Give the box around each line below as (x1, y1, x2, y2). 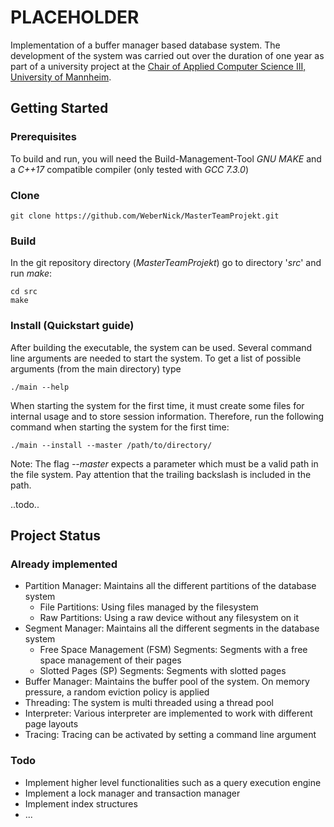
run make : (10, 267, 53, 280)
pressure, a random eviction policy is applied (24, 686, 210, 698)
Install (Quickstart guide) (10, 319, 135, 333)
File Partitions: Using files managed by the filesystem (39, 601, 259, 613)
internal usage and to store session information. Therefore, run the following (10, 410, 325, 422)
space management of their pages (39, 654, 182, 666)
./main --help (10, 382, 70, 392)
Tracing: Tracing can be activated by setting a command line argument (24, 729, 317, 741)
